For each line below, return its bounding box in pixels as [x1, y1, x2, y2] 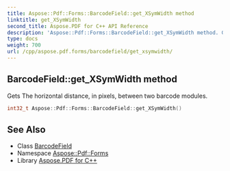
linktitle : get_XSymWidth [7, 16, 81, 23]
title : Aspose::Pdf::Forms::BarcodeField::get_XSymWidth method [7, 10, 194, 17]
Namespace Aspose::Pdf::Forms [16, 149, 109, 157]
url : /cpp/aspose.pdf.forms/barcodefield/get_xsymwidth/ [7, 49, 173, 55]
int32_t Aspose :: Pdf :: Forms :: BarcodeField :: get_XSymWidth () [7, 105, 183, 111]
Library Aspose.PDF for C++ [16, 157, 98, 165]
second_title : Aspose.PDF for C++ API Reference [7, 23, 149, 29]
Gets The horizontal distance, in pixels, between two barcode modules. [7, 92, 208, 100]
